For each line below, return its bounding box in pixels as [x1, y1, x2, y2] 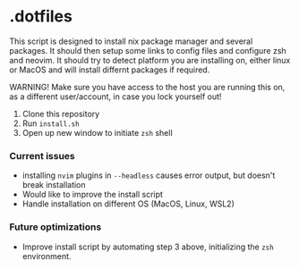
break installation [21, 180, 87, 190]
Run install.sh [21, 118, 80, 129]
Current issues [9, 149, 75, 162]
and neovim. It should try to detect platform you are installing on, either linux [9, 55, 291, 65]
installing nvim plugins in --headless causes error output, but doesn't [21, 170, 276, 181]
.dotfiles [9, 6, 73, 27]
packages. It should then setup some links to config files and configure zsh [9, 45, 286, 55]
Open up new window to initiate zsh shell [21, 127, 173, 138]
